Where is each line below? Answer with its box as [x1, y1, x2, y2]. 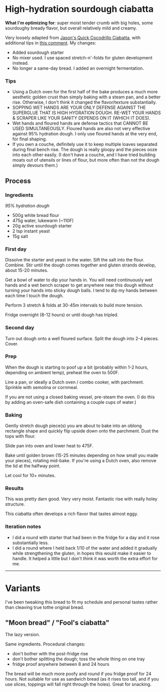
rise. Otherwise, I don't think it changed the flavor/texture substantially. [12, 99, 157, 105]
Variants [5, 582, 41, 594]
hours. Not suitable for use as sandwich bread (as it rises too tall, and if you [5, 676, 159, 682]
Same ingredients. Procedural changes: [5, 641, 85, 647]
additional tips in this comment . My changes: [5, 40, 96, 45]
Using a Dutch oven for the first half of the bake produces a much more [12, 89, 158, 95]
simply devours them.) [12, 162, 58, 169]
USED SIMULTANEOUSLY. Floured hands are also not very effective [12, 126, 151, 131]
